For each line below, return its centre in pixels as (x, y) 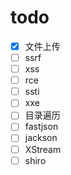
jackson (41, 138)
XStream (43, 149)
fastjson (41, 127)
